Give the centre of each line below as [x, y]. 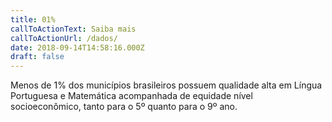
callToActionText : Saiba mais [73, 29]
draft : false [37, 57]
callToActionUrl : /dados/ [64, 38]
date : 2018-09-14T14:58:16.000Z [77, 47]
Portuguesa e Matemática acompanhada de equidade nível [131, 96]
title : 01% [33, 19]
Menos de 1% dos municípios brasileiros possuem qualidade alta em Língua [166, 85]
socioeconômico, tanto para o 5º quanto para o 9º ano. [124, 107]
